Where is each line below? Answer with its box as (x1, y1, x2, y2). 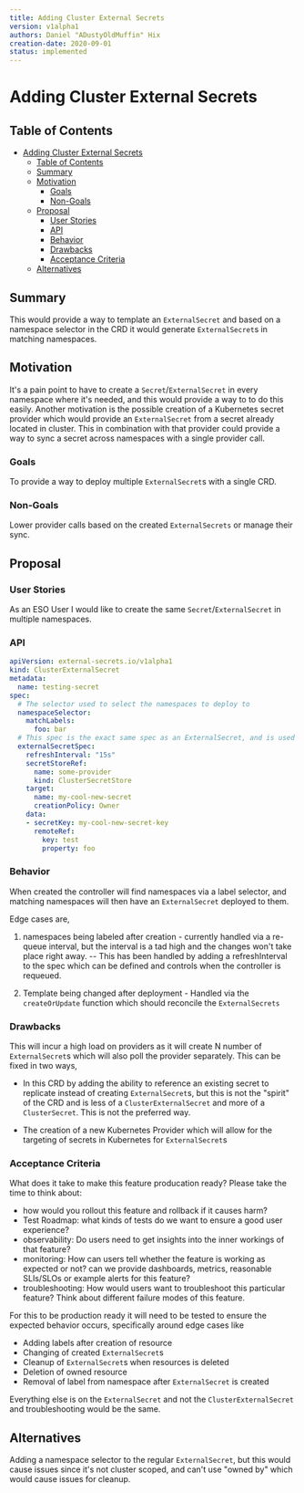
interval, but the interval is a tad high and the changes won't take (48, 941, 292, 952)
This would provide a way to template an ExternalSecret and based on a (9, 314, 281, 325)
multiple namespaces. (9, 613, 93, 625)
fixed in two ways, (9, 1060, 77, 1071)
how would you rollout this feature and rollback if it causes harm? (22, 1206, 269, 1216)
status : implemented (9, 47, 88, 57)
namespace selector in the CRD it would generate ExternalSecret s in (9, 323, 269, 334)
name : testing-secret (17, 682, 100, 692)
